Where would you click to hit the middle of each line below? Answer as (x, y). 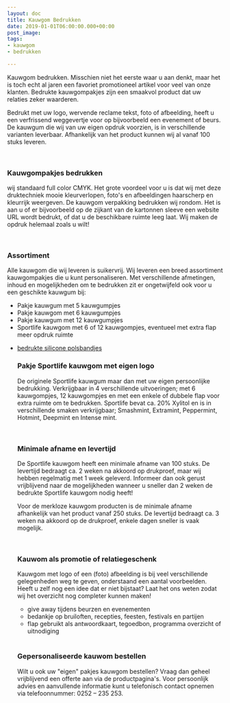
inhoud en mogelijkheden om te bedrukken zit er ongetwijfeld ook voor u (110, 285)
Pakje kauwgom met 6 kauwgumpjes (69, 313)
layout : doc (24, 13)
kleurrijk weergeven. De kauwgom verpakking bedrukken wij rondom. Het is (114, 203)
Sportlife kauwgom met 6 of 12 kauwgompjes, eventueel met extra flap (117, 328)
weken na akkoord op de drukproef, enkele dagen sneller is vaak (108, 521)
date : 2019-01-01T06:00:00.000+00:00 (61, 26)
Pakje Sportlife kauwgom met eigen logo (86, 366)
